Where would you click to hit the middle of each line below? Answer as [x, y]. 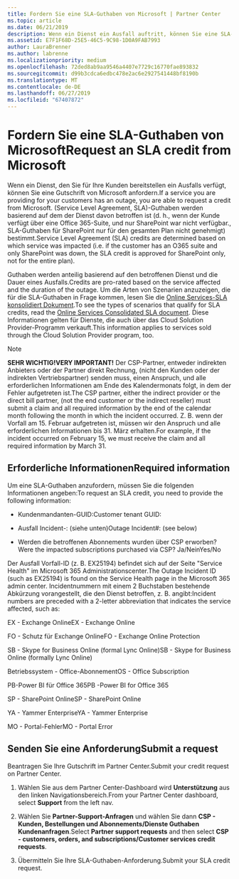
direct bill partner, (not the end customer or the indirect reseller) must [109, 400]
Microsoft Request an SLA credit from [119, 151]
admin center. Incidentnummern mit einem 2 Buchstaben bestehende [109, 586]
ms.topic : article [34, 21]
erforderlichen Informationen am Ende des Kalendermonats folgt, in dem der [119, 385]
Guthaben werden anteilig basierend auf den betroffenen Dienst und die [113, 274]
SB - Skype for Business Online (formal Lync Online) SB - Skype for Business [119, 650]
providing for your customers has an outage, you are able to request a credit [119, 200]
